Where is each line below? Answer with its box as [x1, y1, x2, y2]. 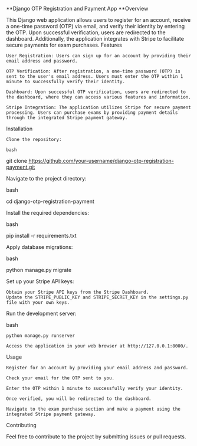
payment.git [6, 163, 35, 170]
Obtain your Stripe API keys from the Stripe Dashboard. [6, 289, 149, 295]
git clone [6, 158, 28, 164]
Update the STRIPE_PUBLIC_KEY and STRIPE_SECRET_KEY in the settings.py [6, 294, 189, 300]
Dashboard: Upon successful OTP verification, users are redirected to [6, 89, 186, 95]
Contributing [6, 422, 37, 428]
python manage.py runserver [6, 333, 75, 339]
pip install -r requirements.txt [6, 232, 77, 239]
